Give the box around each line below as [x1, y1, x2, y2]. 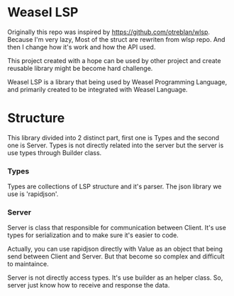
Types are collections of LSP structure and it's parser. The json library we [7, 182, 222, 191]
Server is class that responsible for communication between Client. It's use [7, 224, 227, 232]
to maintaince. [7, 260, 49, 268]
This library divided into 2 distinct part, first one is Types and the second [7, 133, 220, 142]
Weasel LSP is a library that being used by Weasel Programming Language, [7, 77, 228, 86]
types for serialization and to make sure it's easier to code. [7, 231, 179, 239]
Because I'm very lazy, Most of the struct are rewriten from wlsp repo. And [7, 35, 225, 43]
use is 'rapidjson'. [7, 190, 59, 198]
